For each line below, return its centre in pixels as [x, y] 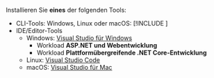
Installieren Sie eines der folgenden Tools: [66, 10]
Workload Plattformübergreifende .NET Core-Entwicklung [122, 52]
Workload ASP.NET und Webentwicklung [97, 45]
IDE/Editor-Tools [39, 31]
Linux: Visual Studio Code [63, 60]
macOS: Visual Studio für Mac [69, 67]
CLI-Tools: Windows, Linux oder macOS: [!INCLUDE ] [92, 23]
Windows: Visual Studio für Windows [79, 38]
